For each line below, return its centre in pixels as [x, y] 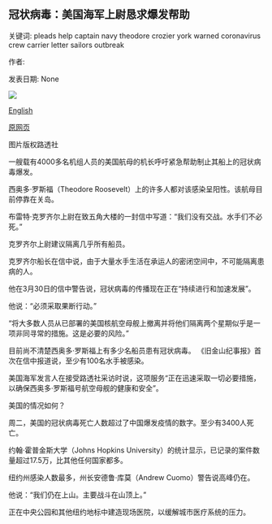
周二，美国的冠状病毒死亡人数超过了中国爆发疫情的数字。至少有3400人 [128, 422]
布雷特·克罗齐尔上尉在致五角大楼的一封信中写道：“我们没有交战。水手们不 [132, 216]
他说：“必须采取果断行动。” [53, 305]
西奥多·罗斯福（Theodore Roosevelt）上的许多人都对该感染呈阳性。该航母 [132, 188]
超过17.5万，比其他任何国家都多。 [71, 460]
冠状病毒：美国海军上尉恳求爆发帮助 [99, 15]
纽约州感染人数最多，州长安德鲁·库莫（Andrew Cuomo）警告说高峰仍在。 [132, 477]
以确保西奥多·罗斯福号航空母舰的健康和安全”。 [86, 388]
